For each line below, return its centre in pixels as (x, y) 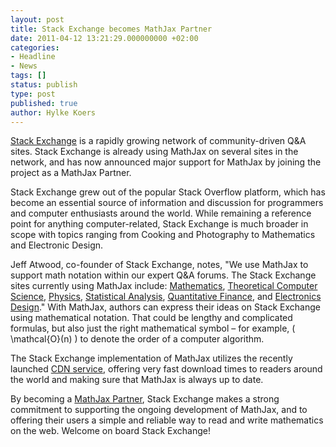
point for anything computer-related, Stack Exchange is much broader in (159, 224)
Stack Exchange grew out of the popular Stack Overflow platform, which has (168, 192)
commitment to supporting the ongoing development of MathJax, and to (159, 410)
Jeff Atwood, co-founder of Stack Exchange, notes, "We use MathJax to (159, 265)
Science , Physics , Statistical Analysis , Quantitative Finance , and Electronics (166, 297)
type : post (33, 94)
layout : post (37, 19)
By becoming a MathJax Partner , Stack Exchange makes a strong (145, 399)
